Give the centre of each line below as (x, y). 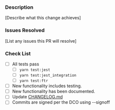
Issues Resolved (25, 31)
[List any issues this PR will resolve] (41, 41)
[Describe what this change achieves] (43, 18)
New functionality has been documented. (54, 92)
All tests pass (26, 64)
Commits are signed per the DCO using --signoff (61, 102)
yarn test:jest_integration (48, 76)
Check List (18, 53)
